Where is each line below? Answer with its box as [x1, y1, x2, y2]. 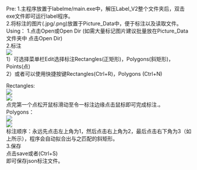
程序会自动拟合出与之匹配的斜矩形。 [29, 135, 118, 142]
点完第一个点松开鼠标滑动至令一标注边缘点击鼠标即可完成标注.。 [6, 101, 164, 108]
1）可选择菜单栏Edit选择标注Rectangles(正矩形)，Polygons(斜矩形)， [6, 56, 174, 62]
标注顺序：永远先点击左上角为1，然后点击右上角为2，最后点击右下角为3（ [6, 128, 186, 134]
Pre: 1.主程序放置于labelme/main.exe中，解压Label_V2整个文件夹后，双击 [6, 5, 185, 12]
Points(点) [6, 63, 31, 70]
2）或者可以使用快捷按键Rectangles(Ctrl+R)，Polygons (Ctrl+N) [6, 70, 163, 77]
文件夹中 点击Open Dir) [6, 35, 63, 41]
